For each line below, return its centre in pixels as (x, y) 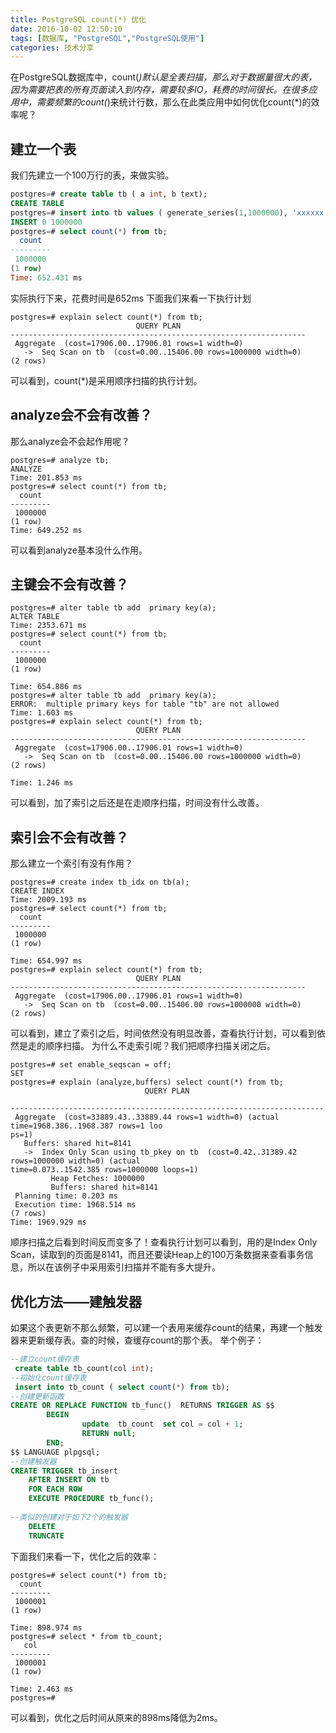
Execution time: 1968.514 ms (75, 1205)
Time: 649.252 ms (46, 530)
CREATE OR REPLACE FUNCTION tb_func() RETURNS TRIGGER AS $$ (142, 1406)
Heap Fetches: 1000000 (97, 1179)
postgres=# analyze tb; (60, 460)
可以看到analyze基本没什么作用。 (79, 550)
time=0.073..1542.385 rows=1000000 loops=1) (104, 1170)
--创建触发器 (33, 1461)
